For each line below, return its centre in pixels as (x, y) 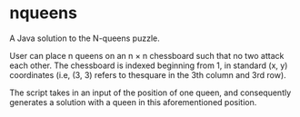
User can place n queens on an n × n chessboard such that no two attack (147, 55)
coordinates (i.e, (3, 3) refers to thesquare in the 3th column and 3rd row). (148, 74)
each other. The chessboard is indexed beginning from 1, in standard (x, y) (149, 65)
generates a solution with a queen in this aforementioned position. (133, 102)
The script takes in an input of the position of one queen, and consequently (150, 93)
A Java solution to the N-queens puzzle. (85, 38)
